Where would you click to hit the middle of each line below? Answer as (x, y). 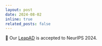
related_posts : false (28, 24)
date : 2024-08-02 (23, 14)
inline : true (19, 19)
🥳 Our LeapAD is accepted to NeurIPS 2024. (51, 38)
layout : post (19, 10)
